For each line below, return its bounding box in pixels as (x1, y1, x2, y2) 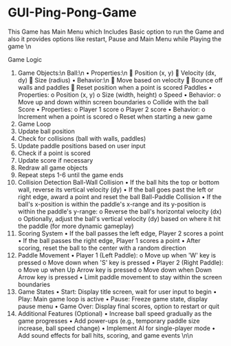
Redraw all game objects (17, 163, 88, 172)
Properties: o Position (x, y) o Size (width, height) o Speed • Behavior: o (17, 91, 221, 99)
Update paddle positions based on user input (17, 141, 146, 150)
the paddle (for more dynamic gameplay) (17, 222, 134, 230)
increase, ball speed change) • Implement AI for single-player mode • (17, 324, 216, 332)
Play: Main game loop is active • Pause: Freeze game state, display (17, 295, 208, 303)
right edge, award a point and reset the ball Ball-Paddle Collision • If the (17, 192, 222, 200)
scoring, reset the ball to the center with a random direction (17, 244, 186, 252)
